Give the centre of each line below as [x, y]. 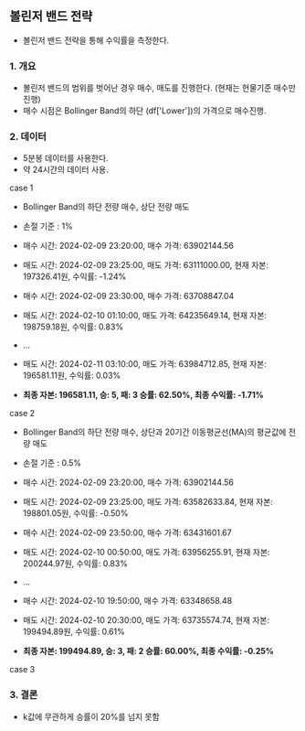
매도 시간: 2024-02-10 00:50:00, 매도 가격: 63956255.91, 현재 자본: [146, 553]
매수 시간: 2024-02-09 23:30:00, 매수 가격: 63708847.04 [128, 296]
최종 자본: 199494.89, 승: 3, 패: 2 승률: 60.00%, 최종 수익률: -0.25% [148, 651]
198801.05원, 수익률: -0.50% [75, 513]
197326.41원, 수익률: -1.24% [74, 276]
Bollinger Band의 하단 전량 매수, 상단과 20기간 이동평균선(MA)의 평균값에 [154, 432]
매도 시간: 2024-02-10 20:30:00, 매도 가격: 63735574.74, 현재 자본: [146, 620]
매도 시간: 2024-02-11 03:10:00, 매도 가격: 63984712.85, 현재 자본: [144, 364]
